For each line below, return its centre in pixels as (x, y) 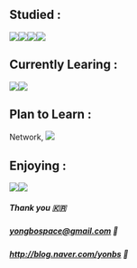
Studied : (35, 15)
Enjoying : (38, 165)
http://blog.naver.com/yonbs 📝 (69, 254)
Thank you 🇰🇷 (38, 207)
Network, (27, 137)
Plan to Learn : (50, 115)
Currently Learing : (64, 65)
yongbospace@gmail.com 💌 (64, 231)
